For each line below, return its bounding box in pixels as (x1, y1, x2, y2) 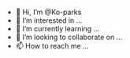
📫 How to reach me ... (15, 42, 89, 50)
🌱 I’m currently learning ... (15, 24, 100, 33)
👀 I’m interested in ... (15, 16, 83, 25)
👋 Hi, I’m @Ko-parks (15, 8, 82, 16)
